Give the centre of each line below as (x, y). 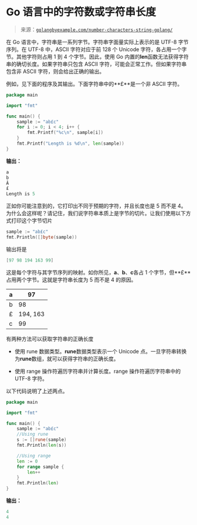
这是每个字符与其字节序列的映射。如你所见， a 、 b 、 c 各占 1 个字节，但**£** (98, 272)
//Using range (34, 456)
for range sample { (40, 467)
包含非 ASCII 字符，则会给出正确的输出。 (55, 71)
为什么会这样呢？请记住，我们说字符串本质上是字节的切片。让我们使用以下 (96, 213)
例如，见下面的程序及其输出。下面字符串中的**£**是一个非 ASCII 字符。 (94, 83)
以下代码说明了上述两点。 (37, 391)
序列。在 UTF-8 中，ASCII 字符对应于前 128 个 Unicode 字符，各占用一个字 (96, 49)
